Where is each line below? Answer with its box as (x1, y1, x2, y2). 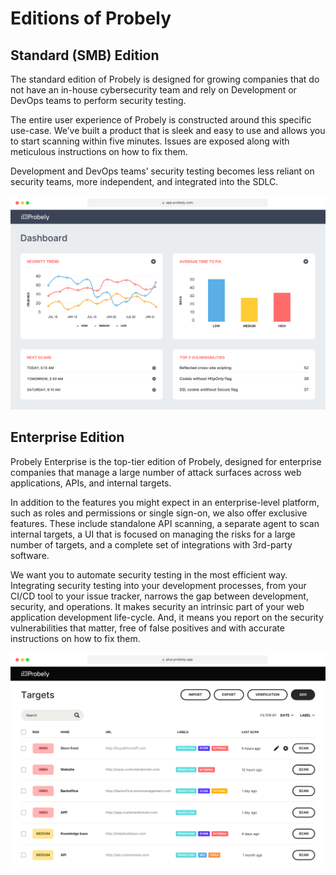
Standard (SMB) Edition (10, 47, 160, 64)
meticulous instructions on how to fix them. (10, 146, 188, 157)
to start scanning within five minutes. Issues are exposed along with (10, 135, 290, 147)
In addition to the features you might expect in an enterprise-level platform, (10, 496, 320, 508)
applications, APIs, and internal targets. (10, 477, 172, 489)
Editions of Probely (10, 7, 172, 30)
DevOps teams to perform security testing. (10, 95, 187, 106)
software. (10, 549, 50, 561)
